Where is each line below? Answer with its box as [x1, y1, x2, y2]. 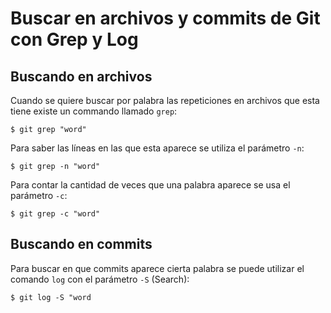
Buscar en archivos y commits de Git [10, 7, 321, 30]
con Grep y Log [10, 28, 139, 51]
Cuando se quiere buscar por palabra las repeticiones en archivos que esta [10, 95, 320, 106]
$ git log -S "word [10, 292, 92, 302]
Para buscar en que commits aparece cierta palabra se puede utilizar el [10, 262, 305, 274]
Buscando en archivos [10, 68, 153, 85]
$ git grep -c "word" [10, 209, 101, 219]
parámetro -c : [10, 190, 68, 201]
